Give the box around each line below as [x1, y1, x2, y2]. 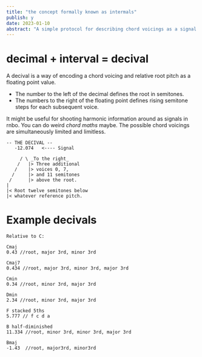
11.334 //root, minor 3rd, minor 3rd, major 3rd [6, 329, 132, 335]
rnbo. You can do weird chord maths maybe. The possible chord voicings [6, 122, 190, 129]
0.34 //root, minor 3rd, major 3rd [6, 281, 96, 288]
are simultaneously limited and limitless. [6, 128, 106, 136]
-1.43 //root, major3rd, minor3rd [6, 345, 96, 352]
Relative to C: [6, 234, 45, 240]
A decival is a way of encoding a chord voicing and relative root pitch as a [6, 72, 191, 80]
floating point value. [6, 78, 56, 86]
